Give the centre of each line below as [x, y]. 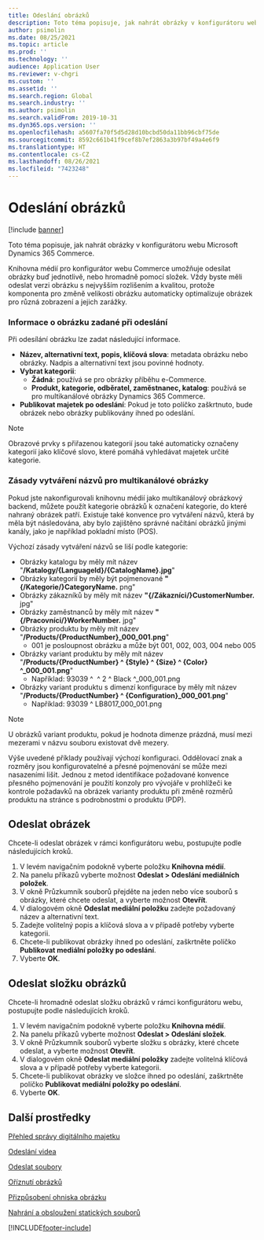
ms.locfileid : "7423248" [49, 169]
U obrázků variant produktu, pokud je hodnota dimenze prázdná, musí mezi [130, 734]
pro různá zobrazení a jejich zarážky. [68, 302]
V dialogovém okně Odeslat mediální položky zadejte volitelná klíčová [134, 1059]
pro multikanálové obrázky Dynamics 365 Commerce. [118, 396]
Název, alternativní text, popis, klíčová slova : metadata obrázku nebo [134, 355]
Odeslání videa [32, 1151]
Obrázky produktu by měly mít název [79, 628]
